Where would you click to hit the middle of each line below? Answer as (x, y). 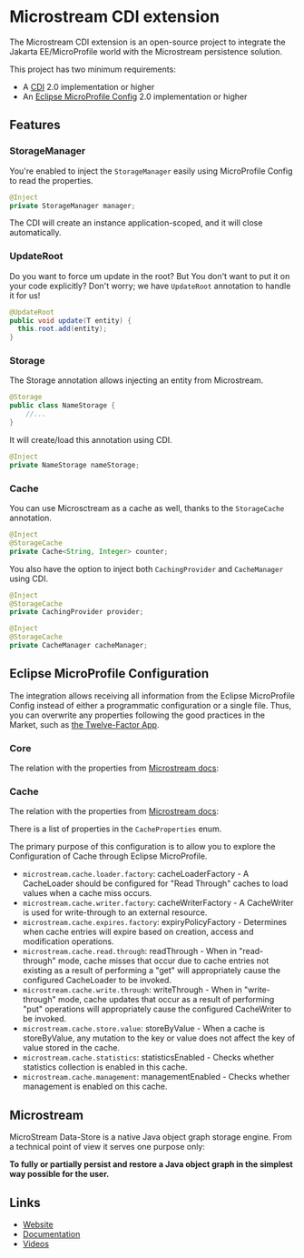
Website (38, 1224)
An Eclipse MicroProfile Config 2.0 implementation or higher (135, 96)
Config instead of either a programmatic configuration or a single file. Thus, (151, 705)
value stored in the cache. (71, 1048)
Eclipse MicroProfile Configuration (109, 674)
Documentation (51, 1233)
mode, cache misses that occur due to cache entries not (163, 961)
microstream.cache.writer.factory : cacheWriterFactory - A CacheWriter (158, 903)
